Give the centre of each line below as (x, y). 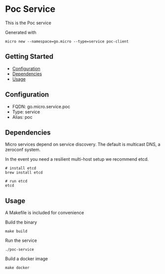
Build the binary (21, 222)
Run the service (21, 240)
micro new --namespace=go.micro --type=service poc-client (67, 41)
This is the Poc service (28, 23)
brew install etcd (24, 173)
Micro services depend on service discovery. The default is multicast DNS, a (83, 144)
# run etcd (16, 182)
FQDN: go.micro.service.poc (41, 106)
